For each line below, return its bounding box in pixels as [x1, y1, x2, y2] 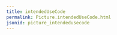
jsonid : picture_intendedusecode [6, 20, 90, 26]
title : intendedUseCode [6, 8, 66, 15]
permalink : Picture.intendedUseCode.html [6, 14, 112, 20]
